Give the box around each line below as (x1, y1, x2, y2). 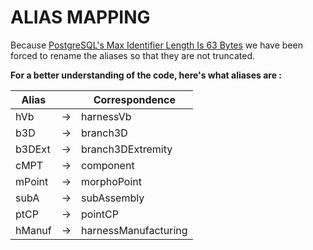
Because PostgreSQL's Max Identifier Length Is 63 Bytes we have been (10, 39, 303, 51)
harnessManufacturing (81, 223, 188, 237)
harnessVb (81, 109, 132, 123)
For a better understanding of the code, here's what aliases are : (10, 69, 283, 81)
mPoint (15, 174, 49, 188)
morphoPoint (81, 174, 143, 188)
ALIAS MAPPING (10, 6, 151, 29)
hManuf (15, 223, 52, 237)
